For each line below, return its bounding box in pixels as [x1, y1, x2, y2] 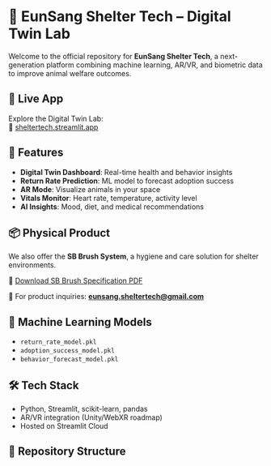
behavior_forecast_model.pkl [19, 356, 119, 364]
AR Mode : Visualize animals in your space [19, 184, 161, 194]
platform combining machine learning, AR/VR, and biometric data [45, 60, 263, 70]
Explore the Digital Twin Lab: [8, 113, 104, 123]
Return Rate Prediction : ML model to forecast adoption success [19, 176, 235, 186]
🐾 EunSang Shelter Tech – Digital [8, 7, 232, 26]
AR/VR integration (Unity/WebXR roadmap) [19, 413, 163, 422]
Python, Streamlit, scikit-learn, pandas [19, 404, 148, 413]
